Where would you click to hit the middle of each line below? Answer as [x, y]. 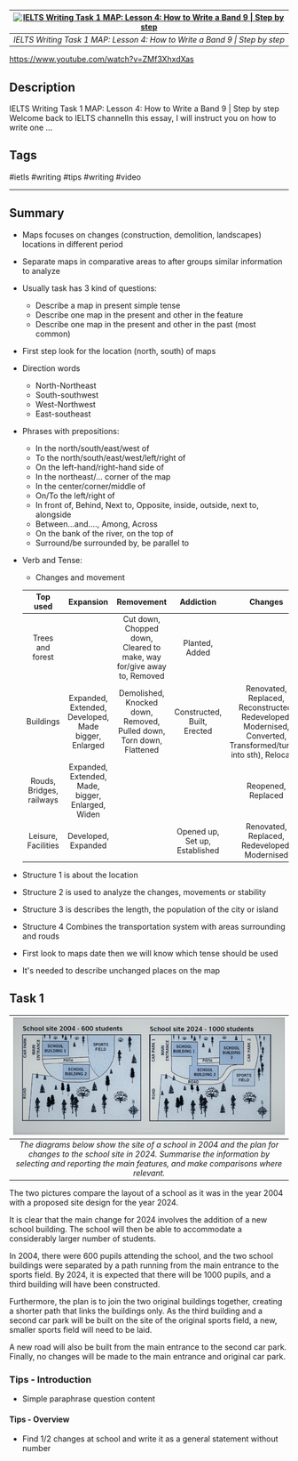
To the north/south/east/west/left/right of [110, 457]
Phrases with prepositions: [71, 431]
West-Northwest [65, 404]
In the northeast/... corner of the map [103, 476]
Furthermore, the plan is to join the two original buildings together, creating [146, 1301]
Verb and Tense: [52, 560]
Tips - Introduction [51, 1379]
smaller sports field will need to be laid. [81, 1329]
